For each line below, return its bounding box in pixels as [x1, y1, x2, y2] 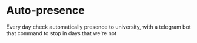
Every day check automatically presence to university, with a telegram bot [6, 23, 191, 30]
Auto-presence [6, 4, 85, 17]
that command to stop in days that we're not [6, 29, 117, 36]
